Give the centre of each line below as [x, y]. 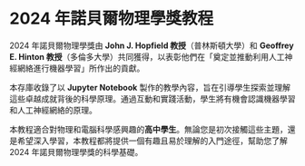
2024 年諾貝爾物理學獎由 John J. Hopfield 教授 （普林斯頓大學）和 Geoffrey [152, 45]
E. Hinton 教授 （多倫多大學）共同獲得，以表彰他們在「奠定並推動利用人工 [147, 56]
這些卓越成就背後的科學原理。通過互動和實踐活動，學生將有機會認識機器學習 [152, 98]
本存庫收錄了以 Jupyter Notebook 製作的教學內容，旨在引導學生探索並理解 [150, 87]
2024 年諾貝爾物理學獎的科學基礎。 [76, 151]
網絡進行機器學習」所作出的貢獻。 [81, 68]
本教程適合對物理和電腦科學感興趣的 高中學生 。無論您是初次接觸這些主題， [148, 129]
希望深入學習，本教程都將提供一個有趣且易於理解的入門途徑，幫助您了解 [152, 141]
